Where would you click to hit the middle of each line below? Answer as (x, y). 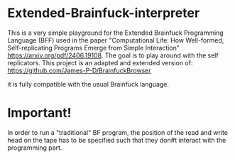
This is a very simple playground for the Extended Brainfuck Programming (115, 33)
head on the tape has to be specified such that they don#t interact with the (117, 140)
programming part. (35, 148)
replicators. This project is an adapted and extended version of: (100, 62)
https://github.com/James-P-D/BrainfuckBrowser (79, 70)
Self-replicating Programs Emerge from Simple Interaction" (93, 48)
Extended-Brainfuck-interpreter (104, 13)
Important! (39, 113)
